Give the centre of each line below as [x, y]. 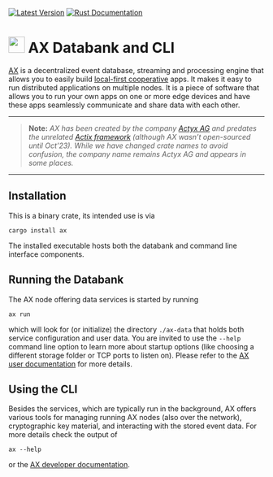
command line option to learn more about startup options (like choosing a [131, 346]
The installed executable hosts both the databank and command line [123, 245]
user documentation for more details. [70, 364]
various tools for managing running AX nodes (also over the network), [125, 418]
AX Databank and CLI [101, 48]
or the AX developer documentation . [69, 465]
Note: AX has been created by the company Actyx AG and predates [143, 128]
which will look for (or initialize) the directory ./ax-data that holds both [126, 329]
